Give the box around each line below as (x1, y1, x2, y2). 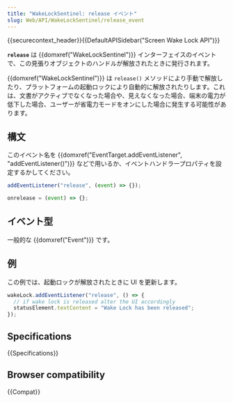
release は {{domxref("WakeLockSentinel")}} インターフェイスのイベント (7, 50, 217, 59)
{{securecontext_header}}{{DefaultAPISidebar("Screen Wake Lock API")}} (7, 36, 220, 44)
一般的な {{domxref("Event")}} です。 (7, 235, 113, 244)
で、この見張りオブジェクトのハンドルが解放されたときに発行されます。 (7, 59, 214, 67)
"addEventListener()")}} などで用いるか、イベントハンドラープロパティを (7, 160, 216, 168)
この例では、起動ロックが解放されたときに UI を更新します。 (7, 277, 181, 286)
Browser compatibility (7, 369, 106, 381)
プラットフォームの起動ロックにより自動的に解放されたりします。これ (25, 82, 226, 91)
